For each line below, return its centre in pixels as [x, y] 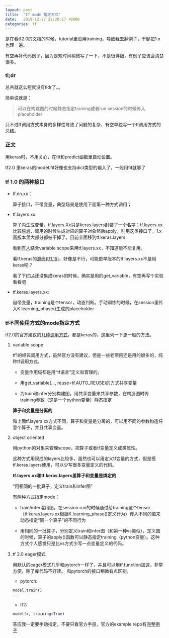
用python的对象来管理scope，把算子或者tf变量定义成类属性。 [76, 448]
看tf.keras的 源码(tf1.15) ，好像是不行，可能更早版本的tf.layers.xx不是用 [84, 259]
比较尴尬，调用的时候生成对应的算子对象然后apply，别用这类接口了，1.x [87, 231]
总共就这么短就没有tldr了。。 [34, 87]
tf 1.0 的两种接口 [25, 181]
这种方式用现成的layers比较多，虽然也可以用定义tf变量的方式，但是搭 [84, 459]
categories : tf [21, 24]
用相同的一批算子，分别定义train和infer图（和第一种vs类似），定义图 [90, 531]
